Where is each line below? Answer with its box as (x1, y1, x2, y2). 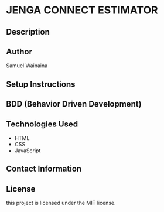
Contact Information (6, 164, 82, 174)
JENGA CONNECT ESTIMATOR (6, 4, 158, 17)
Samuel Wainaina (6, 62, 48, 69)
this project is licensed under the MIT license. (6, 200, 116, 207)
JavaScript (14, 147, 41, 154)
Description (6, 27, 50, 37)
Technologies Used (6, 119, 78, 129)
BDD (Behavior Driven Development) (6, 99, 142, 109)
